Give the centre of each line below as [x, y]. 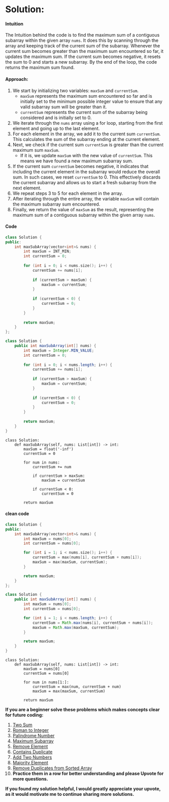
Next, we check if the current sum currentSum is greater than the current [88, 145]
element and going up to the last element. [56, 128]
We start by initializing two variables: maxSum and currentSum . [75, 91]
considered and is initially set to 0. [56, 118]
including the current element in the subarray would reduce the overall [86, 171]
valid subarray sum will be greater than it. [63, 107]
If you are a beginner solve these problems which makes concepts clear [82, 709]
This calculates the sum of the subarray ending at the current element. [86, 139]
